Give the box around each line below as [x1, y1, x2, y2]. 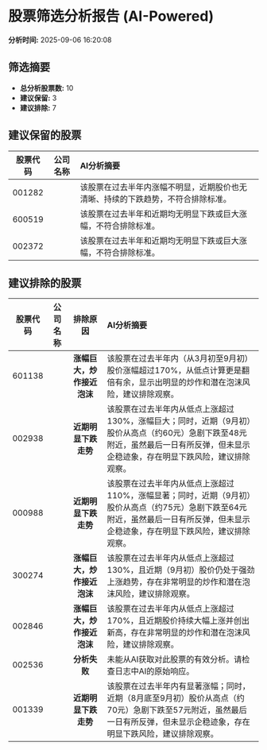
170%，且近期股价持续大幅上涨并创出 [106, 615, 250, 626]
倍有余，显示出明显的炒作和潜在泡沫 [106, 377, 242, 388]
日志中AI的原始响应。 [114, 666, 195, 677]
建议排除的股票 [8, 276, 82, 290]
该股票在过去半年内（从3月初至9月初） [106, 353, 253, 364]
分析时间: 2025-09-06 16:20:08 [8, 35, 112, 44]
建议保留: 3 [19, 93, 57, 102]
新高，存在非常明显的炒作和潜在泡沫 [106, 627, 242, 638]
